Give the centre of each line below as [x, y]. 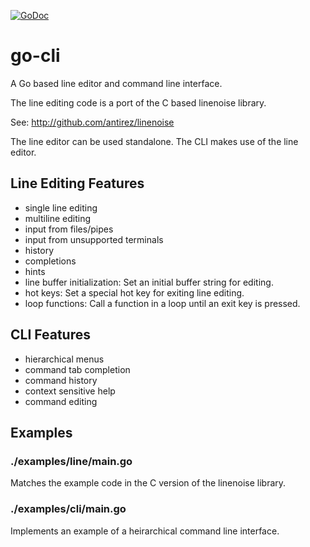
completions [50, 261]
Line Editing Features [77, 183]
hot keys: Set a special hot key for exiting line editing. [134, 292]
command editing [61, 401]
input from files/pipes [69, 229]
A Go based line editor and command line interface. [116, 83]
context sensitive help [70, 391]
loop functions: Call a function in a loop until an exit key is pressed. [162, 303]
